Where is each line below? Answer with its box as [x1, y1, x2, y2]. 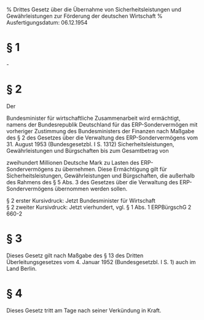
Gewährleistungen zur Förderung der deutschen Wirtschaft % [6, 12, 163, 20]
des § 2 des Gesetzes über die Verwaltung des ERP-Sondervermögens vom [6, 134, 198, 141]
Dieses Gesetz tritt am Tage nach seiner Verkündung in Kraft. [6, 306, 162, 314]
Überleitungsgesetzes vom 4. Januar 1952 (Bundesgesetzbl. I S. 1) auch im [6, 258, 196, 265]
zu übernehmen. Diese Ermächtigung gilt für [55, 165, 167, 173]
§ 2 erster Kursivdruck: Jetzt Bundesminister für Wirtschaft [6, 197, 155, 204]
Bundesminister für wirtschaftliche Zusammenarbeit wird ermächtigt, [6, 114, 181, 122]
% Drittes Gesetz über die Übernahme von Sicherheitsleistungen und [6, 6, 181, 13]
